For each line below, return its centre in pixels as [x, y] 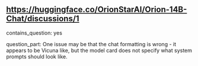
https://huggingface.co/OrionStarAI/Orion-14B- [97, 10]
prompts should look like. [37, 56]
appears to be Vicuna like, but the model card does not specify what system [99, 50]
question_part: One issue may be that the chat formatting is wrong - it [91, 44]
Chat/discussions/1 [43, 19]
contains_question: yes [34, 33]
